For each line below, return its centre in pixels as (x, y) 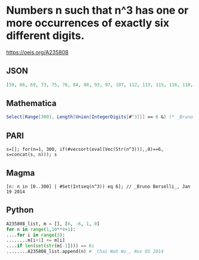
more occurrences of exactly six (88, 23)
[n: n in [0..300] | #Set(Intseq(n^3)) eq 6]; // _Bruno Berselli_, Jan (98, 186)
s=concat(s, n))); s (32, 155)
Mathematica (31, 103)
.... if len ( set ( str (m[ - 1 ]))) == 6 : (50, 246)
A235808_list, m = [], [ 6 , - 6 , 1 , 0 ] (53, 224)
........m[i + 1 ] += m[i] (36, 240)
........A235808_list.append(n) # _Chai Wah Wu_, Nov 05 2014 (85, 252)
